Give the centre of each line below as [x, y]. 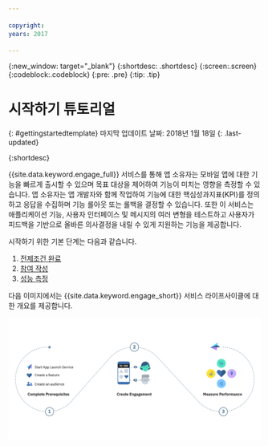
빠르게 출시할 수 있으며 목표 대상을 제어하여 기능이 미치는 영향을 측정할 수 [138, 184]
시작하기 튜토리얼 [62, 109]
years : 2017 [28, 34]
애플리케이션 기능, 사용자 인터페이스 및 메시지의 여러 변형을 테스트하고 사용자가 [132, 215]
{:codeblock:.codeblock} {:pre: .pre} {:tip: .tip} [84, 75]
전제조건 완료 [41, 259]
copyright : [26, 25]
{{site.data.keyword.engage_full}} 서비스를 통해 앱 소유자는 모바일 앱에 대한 [129, 174]
